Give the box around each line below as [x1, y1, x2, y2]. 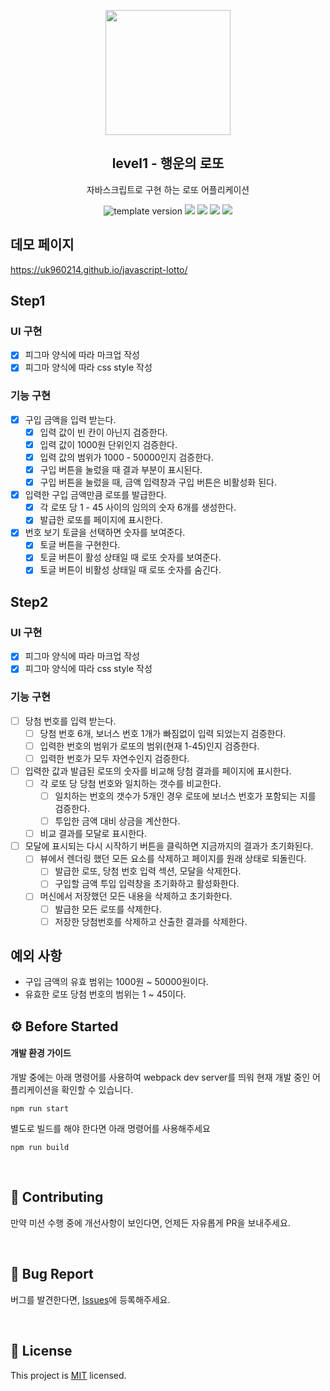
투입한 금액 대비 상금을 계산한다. [54, 815, 181, 827]
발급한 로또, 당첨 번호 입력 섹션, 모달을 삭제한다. [54, 865, 242, 877]
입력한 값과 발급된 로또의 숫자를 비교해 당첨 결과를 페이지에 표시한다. [24, 765, 292, 777]
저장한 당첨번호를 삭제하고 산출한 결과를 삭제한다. [54, 915, 248, 927]
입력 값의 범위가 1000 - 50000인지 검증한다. [39, 451, 214, 463]
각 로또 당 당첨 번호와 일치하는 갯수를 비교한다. [39, 777, 222, 789]
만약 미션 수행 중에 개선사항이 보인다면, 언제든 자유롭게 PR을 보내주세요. [10, 1216, 291, 1229]
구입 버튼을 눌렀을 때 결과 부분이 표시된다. [39, 463, 203, 475]
